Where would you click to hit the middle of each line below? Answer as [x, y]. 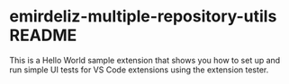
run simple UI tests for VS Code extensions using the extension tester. [139, 70]
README [43, 35]
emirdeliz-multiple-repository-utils [143, 17]
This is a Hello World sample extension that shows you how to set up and [145, 60]
